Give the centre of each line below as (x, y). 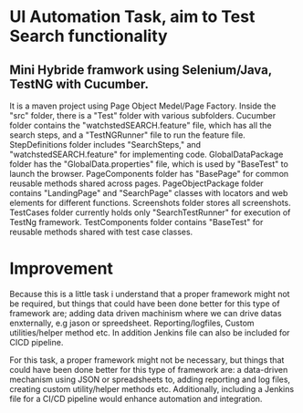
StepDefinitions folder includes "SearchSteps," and (105, 145)
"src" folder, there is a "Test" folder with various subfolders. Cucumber (143, 115)
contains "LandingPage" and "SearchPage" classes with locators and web (149, 193)
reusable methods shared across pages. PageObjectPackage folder (136, 183)
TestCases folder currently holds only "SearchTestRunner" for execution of (150, 212)
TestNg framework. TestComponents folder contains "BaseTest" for (136, 222)
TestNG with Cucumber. (79, 84)
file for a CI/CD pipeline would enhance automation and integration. (136, 398)
